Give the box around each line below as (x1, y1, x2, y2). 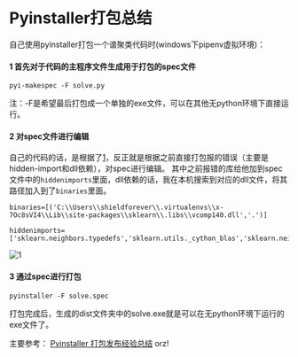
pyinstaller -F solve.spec (9, 291, 109, 300)
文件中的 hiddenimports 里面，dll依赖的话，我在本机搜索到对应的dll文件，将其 (9, 175, 288, 185)
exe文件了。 (9, 319, 54, 330)
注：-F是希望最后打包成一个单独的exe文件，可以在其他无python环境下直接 (9, 98, 281, 109)
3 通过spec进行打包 (9, 271, 82, 282)
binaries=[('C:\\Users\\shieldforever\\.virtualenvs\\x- (9, 203, 224, 213)
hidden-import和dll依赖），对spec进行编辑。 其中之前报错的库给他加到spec (9, 163, 283, 174)
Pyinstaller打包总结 (9, 8, 153, 28)
